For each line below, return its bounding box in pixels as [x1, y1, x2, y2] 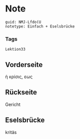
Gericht [5, 101, 21, 107]
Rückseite [5, 88, 37, 96]
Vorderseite [5, 60, 43, 69]
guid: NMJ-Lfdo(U [5, 19, 41, 24]
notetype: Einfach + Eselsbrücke [5, 23, 75, 29]
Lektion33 [5, 47, 26, 52]
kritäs [5, 129, 17, 135]
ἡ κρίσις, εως [5, 73, 33, 80]
